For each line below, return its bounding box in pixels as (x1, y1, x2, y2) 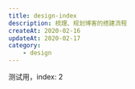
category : (8, 42, 42, 50)
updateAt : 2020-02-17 (8, 34, 81, 42)
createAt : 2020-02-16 (8, 26, 81, 34)
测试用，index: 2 (8, 72, 63, 81)
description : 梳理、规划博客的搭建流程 (8, 19, 127, 27)
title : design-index (8, 11, 78, 20)
